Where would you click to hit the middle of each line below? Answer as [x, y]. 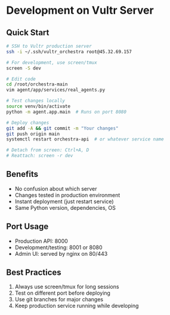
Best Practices [34, 273]
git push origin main [33, 134]
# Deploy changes [28, 123]
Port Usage [27, 227]
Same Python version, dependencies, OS [65, 207]
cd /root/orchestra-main [37, 84]
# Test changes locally [36, 101]
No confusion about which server [56, 188]
